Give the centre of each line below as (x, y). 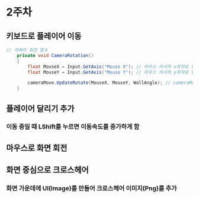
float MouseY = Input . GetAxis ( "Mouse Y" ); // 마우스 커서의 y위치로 (108, 72)
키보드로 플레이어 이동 (44, 36)
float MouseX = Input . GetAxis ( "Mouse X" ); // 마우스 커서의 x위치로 (108, 67)
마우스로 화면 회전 (37, 148)
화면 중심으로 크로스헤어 (47, 170)
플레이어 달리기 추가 (40, 109)
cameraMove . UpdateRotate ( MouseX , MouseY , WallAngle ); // (99, 83)
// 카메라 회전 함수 (27, 50)
